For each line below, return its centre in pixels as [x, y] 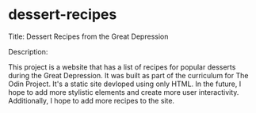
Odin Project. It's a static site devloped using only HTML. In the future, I [125, 84]
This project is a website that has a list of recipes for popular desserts [122, 67]
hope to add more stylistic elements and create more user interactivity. [124, 92]
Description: [28, 51]
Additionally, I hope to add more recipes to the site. [92, 100]
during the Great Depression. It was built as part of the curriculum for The [128, 75]
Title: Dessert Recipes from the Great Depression [88, 36]
